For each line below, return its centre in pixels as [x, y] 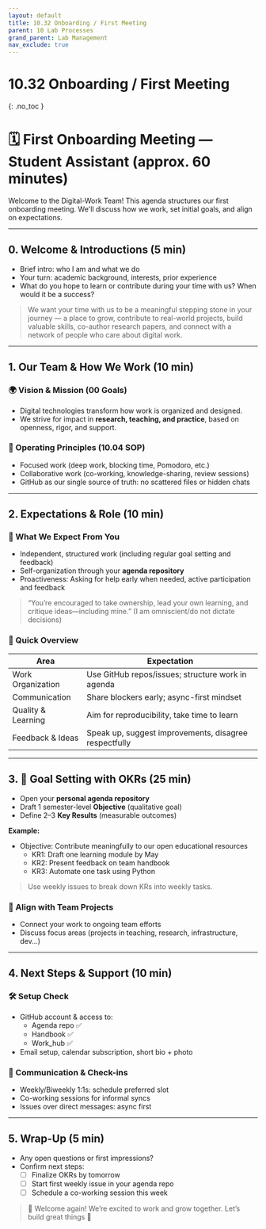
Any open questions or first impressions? [87, 1158]
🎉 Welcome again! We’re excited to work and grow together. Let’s [134, 1208]
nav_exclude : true [38, 45]
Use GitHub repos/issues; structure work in [167, 674]
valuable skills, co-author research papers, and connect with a [129, 326]
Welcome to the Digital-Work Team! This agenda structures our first [119, 200]
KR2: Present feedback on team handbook [101, 863]
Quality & [29, 710]
